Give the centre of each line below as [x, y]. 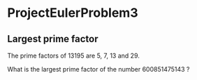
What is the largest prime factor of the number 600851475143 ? [98, 69]
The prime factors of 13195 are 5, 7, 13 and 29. [73, 55]
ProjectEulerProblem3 [73, 13]
